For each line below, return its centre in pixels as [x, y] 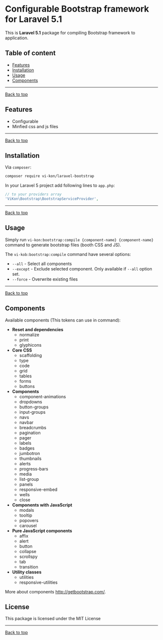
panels [26, 484]
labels [25, 443]
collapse [28, 551]
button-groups [34, 407]
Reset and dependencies [38, 329]
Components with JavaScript [42, 505]
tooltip [26, 515]
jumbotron [30, 453]
